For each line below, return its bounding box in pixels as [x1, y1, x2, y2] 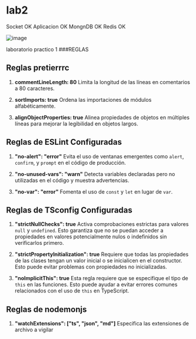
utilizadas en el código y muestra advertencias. [14, 177, 129, 184]
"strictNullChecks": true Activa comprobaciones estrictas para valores [14, 221, 189, 228]
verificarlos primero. [14, 240, 64, 247]
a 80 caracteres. [14, 85, 55, 92]
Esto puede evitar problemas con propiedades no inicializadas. [14, 263, 167, 271]
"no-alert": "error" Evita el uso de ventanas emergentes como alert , [14, 152, 184, 159]
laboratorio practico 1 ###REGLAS [6, 45, 89, 53]
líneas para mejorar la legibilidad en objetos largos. [14, 120, 138, 127]
